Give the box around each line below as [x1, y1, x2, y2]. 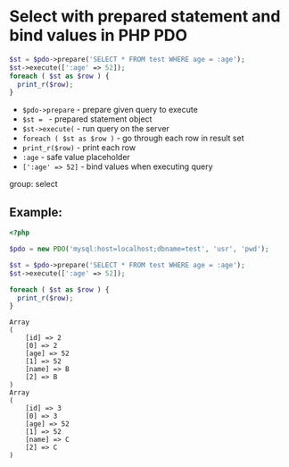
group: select [9, 179, 58, 190]
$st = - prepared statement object [21, 114, 153, 124]
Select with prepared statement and [9, 6, 281, 27]
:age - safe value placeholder [21, 152, 131, 163]
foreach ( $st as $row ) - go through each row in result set [21, 132, 244, 144]
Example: [9, 204, 62, 220]
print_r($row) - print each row [21, 142, 136, 153]
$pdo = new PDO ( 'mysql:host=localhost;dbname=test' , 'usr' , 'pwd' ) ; [9, 244, 269, 253]
